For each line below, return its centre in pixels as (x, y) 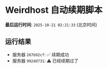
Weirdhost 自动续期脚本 (54, 10)
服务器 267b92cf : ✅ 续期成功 (40, 54)
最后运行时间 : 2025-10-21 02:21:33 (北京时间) (51, 25)
